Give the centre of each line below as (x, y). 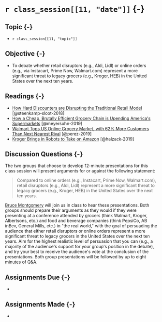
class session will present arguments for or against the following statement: (80, 171)
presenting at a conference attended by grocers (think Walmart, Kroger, (76, 216)
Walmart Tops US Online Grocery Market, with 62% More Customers (80, 128)
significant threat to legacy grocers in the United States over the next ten (77, 236)
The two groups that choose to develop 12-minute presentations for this (77, 166)
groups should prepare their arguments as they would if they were (71, 210)
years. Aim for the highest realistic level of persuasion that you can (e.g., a (79, 241)
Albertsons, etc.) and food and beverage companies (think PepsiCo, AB (76, 221)
